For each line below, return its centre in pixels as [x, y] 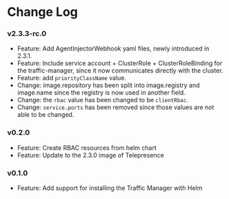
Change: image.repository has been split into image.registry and [108, 85]
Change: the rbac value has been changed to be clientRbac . [102, 100]
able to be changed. [46, 115]
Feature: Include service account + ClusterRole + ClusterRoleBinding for [120, 64]
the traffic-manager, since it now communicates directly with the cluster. [120, 70]
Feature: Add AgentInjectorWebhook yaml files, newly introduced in [113, 48]
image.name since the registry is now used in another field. [101, 93]
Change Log [42, 12]
